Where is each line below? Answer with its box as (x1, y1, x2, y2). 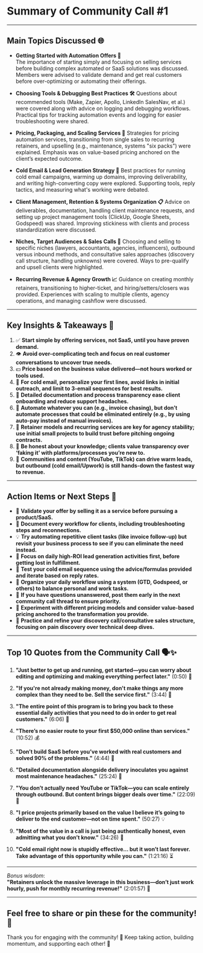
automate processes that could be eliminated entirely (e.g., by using (15, 410, 190, 418)
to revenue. (15, 468, 46, 475)
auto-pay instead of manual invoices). (15, 417, 113, 424)
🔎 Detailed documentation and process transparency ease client (15, 391, 180, 398)
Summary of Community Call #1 (7, 4, 169, 18)
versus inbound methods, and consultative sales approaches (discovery (15, 250, 195, 258)
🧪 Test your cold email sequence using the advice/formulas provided (15, 565, 192, 573)
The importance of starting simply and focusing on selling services (15, 58, 182, 65)
